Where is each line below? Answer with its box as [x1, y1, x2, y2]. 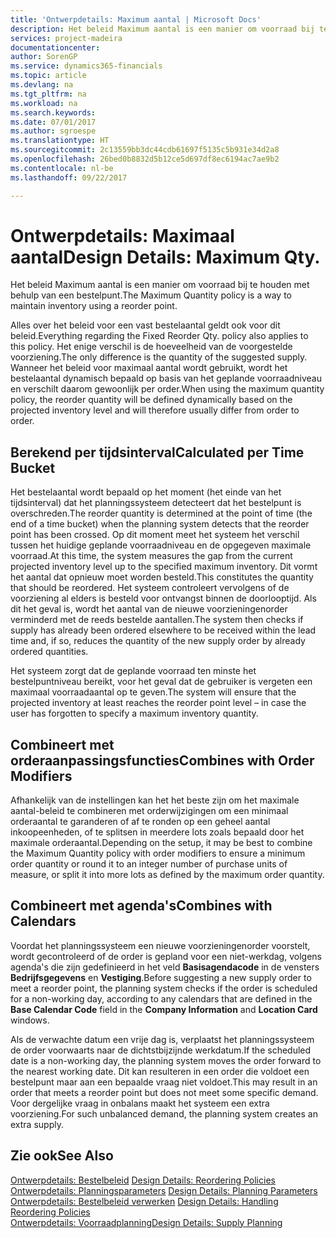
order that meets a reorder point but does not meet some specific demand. [10, 1086, 319, 1098]
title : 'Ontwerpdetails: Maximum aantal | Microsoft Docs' [10, 14, 262, 25]
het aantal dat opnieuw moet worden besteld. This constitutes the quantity [10, 571, 314, 583]
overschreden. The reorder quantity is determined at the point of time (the [10, 507, 313, 520]
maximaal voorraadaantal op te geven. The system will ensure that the [10, 686, 297, 698]
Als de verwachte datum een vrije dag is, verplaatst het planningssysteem [10, 1033, 315, 1045]
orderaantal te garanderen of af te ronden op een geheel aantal [10, 816, 271, 828]
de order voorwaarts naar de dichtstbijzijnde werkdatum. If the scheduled [10, 1044, 312, 1056]
